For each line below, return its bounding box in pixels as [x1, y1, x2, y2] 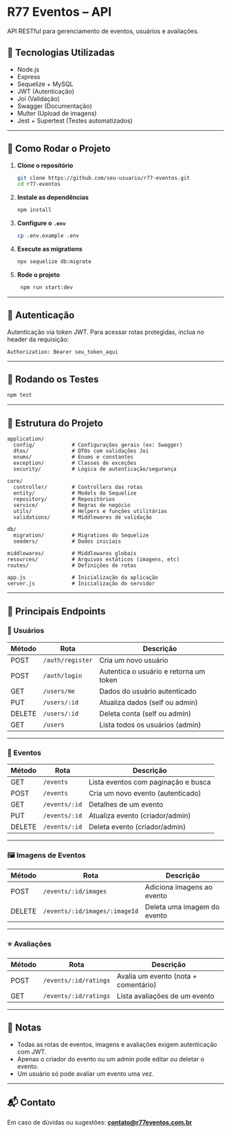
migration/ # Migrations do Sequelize [13, 532, 149, 539]
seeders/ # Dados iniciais [13, 538, 122, 545]
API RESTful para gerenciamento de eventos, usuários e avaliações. [7, 27, 199, 35]
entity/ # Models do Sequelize [13, 490, 137, 497]
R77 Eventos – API [7, 4, 112, 20]
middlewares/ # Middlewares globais [7, 550, 137, 557]
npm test [7, 392, 32, 399]
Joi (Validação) [16, 94, 60, 103]
